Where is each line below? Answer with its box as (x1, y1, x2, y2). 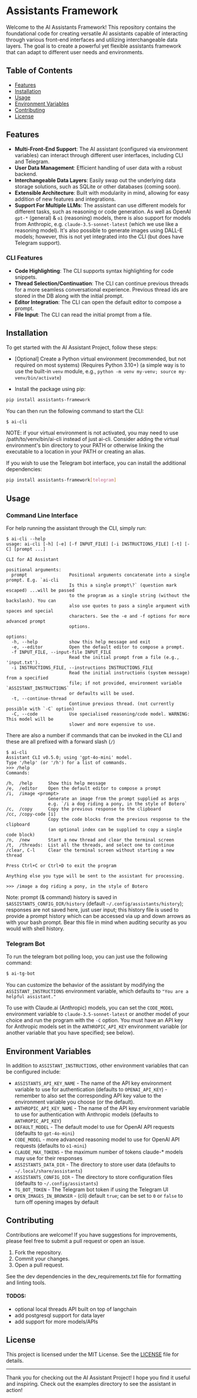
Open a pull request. (14, 1261, 64, 1268)
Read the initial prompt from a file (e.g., (69, 654, 180, 660)
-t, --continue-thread (11, 695, 67, 701)
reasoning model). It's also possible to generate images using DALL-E (14, 227, 183, 234)
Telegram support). (14, 239, 62, 246)
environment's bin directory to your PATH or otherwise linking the (6, 442, 164, 449)
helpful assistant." (6, 994, 57, 1000)
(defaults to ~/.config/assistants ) (14, 1180, 98, 1187)
